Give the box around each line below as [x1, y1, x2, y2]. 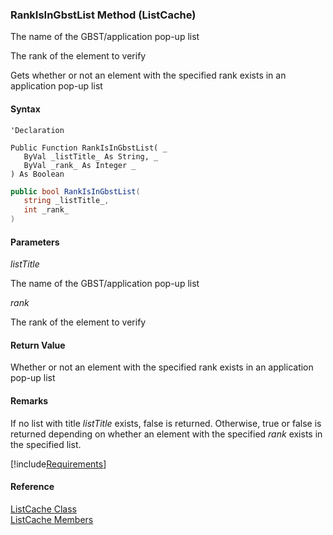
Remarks [10, 395, 49, 407]
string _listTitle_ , [23, 196, 110, 206]
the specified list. [10, 438, 82, 450]
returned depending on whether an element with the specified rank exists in [10, 428, 323, 440]
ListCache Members [10, 513, 94, 525]
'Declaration [10, 125, 65, 135]
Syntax [10, 103, 41, 115]
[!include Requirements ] [10, 458, 107, 470]
